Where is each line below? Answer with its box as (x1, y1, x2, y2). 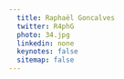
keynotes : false (16, 47, 78, 56)
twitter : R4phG (16, 22, 75, 31)
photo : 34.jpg (16, 30, 70, 39)
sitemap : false (16, 55, 75, 64)
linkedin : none (16, 38, 75, 48)
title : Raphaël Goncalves (16, 13, 116, 23)
